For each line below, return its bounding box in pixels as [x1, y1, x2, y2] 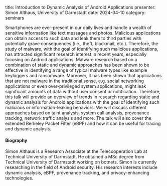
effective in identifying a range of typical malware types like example [5, 67, 147, 73]
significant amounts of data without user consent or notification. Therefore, [5, 89, 161, 94]
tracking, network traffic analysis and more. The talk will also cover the [5, 115, 151, 121]
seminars [5, 15, 24, 21]
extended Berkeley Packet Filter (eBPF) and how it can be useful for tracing [5, 120, 161, 126]
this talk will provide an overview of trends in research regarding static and [5, 94, 159, 100]
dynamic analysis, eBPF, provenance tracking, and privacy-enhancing [5, 170, 149, 176]
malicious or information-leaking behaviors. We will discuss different [5, 105, 147, 110]
